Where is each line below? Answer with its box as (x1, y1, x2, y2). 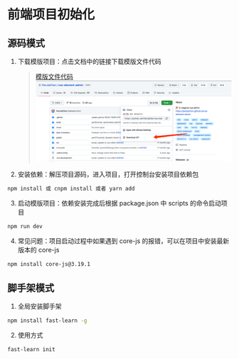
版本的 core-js (17, 245, 60, 254)
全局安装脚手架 (17, 302, 62, 311)
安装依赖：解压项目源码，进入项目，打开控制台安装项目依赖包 (17, 170, 199, 178)
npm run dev (7, 223, 43, 230)
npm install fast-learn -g (7, 317, 87, 324)
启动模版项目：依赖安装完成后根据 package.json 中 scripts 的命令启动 (17, 198, 222, 207)
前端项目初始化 (7, 6, 95, 23)
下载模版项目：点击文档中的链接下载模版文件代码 (17, 58, 161, 65)
